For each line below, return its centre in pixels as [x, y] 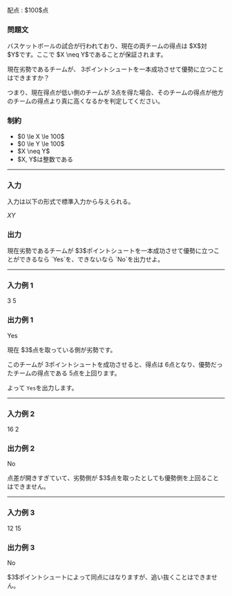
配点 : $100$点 [28, 10]
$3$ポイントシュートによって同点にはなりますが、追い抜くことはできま [109, 577]
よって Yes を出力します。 [42, 388]
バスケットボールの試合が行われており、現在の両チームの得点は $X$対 [107, 46]
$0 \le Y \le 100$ [41, 143]
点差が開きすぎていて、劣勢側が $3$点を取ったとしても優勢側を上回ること [113, 478]
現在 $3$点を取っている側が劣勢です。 [62, 350]
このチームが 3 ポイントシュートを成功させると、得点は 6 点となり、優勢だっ [115, 364]
